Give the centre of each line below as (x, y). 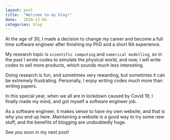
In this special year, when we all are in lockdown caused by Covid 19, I (79, 96)
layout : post (19, 10)
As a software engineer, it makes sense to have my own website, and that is (85, 111)
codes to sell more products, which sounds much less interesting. (75, 65)
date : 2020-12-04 (26, 19)
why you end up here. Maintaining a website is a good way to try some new (85, 117)
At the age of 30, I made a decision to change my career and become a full (84, 39)
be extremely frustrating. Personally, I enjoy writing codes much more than (84, 81)
